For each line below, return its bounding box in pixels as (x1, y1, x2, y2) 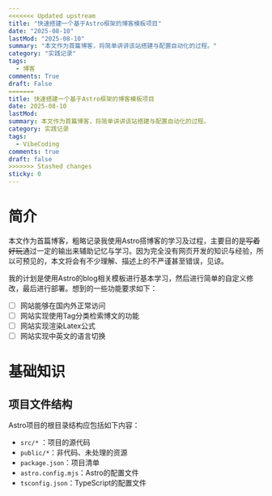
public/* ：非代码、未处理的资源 (19, 447, 128, 458)
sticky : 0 (8, 170, 42, 178)
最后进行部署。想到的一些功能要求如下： (22, 283, 158, 293)
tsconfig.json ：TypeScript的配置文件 (19, 478, 147, 488)
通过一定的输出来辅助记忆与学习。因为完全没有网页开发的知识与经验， (23, 246, 257, 255)
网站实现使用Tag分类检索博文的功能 (19, 311, 140, 320)
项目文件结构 (8, 397, 73, 411)
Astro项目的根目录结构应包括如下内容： (8, 421, 140, 430)
